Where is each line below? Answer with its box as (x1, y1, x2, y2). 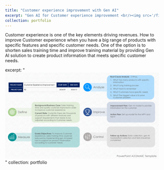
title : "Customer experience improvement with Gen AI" (5, 8, 119, 13)
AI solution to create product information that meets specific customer (5, 52, 146, 58)
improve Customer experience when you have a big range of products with (5, 37, 156, 43)
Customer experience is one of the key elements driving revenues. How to (5, 32, 155, 38)
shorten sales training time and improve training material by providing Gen (5, 48, 154, 53)
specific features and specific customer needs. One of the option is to (5, 42, 146, 48)
